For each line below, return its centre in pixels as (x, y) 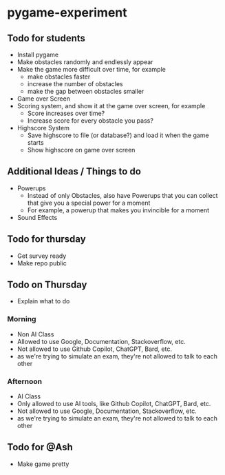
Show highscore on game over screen (81, 150)
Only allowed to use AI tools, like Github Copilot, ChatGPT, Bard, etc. (114, 404)
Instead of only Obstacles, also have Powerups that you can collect (122, 195)
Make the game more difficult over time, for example (92, 69)
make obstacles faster (59, 77)
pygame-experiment (67, 13)
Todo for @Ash (40, 447)
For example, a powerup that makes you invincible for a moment (118, 210)
